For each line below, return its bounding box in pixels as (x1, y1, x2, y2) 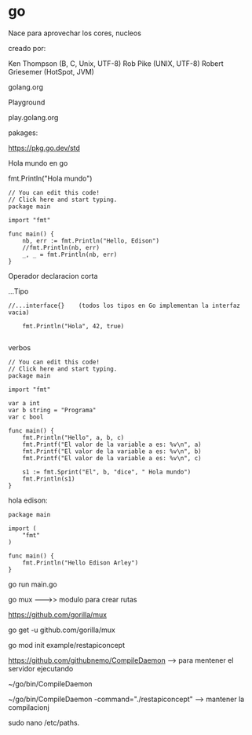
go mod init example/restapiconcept (8, 640, 126, 649)
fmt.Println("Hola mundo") (8, 174, 93, 183)
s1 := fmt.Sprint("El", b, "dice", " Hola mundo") (22, 468, 192, 476)
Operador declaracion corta (8, 271, 98, 280)
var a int (8, 399, 41, 407)
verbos (8, 342, 31, 352)
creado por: (8, 43, 46, 53)
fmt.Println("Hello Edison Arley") (22, 558, 139, 567)
